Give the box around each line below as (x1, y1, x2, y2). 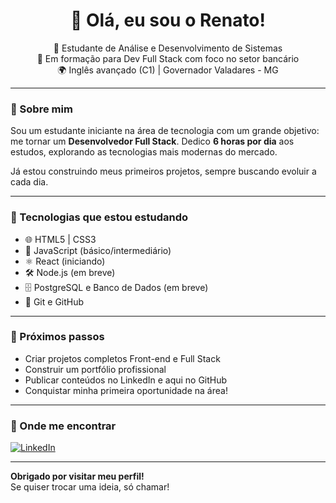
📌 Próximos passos (10, 330, 105, 344)
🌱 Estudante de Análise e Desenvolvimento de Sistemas (53, 42, 283, 54)
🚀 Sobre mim (10, 102, 73, 116)
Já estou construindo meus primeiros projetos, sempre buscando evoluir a (10, 165, 317, 178)
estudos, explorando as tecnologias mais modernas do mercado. (10, 146, 278, 158)
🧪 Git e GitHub (24, 295, 85, 308)
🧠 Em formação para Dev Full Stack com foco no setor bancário (36, 52, 300, 64)
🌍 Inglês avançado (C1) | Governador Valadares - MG (57, 64, 279, 76)
